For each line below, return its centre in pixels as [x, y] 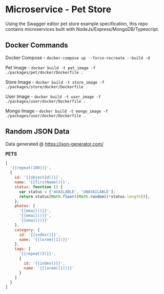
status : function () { [39, 187]
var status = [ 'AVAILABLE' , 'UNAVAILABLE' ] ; [67, 192]
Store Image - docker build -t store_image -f [55, 82]
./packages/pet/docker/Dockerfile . [44, 72]
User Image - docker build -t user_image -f [53, 96]
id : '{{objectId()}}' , [39, 178]
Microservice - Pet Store [58, 9]
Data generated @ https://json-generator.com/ [55, 144]
